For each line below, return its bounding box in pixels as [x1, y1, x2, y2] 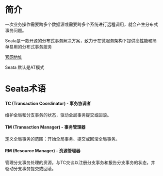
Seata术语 [5, 83, 46, 95]
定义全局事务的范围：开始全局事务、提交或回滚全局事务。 [5, 136, 120, 142]
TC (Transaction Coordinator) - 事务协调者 [5, 100, 91, 106]
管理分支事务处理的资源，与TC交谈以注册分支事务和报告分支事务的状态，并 [5, 160, 155, 165]
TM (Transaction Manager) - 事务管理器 [5, 124, 86, 130]
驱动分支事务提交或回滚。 [5, 165, 56, 171]
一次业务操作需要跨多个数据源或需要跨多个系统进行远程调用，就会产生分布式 [5, 21, 158, 27]
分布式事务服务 [21, 44, 52, 49]
